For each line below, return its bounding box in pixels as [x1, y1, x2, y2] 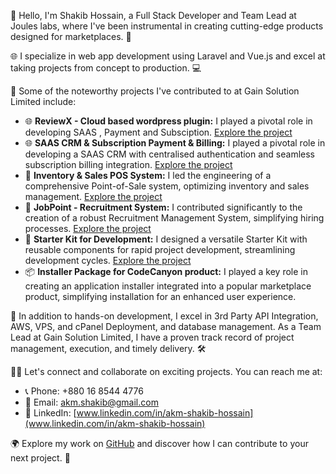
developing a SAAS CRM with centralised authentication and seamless [24, 148, 315, 160]
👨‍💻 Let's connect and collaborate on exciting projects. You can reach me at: [10, 366, 323, 377]
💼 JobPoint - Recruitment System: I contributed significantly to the [24, 201, 303, 213]
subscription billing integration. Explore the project [24, 159, 233, 170]
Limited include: [10, 96, 77, 107]
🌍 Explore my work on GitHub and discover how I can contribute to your [10, 438, 309, 449]
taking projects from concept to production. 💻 [10, 62, 202, 74]
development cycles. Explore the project [24, 255, 192, 266]
